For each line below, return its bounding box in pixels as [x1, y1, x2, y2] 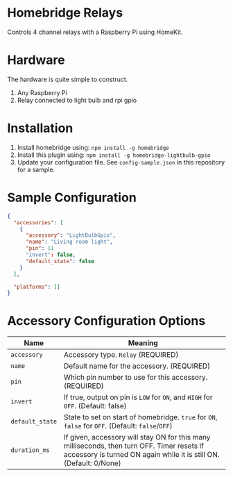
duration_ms [10, 446, 51, 454]
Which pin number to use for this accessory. [63, 373, 208, 383]
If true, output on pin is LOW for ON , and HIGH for [63, 392, 213, 402]
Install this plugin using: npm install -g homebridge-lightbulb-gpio [17, 151, 211, 159]
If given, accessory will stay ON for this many [63, 433, 211, 442]
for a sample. [17, 165, 55, 174]
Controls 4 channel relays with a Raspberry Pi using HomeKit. [7, 28, 183, 36]
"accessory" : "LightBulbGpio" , [25, 232, 116, 239]
